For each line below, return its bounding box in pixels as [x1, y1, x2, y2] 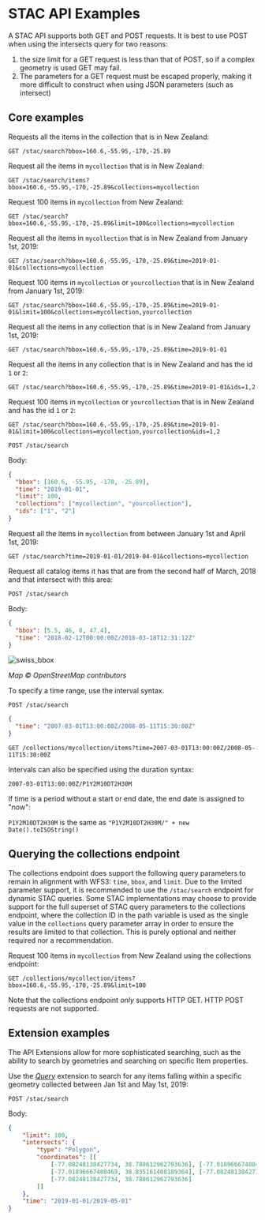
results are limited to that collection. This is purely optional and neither [8, 927, 237, 937]
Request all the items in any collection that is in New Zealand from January [8, 321, 251, 332]
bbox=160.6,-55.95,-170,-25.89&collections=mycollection [8, 183, 200, 191]
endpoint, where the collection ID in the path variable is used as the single [8, 910, 248, 920]
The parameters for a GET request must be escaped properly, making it [19, 71, 252, 81]
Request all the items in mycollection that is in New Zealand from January [8, 233, 248, 242]
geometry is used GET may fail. [19, 62, 122, 72]
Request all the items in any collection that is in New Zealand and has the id [8, 359, 253, 369]
